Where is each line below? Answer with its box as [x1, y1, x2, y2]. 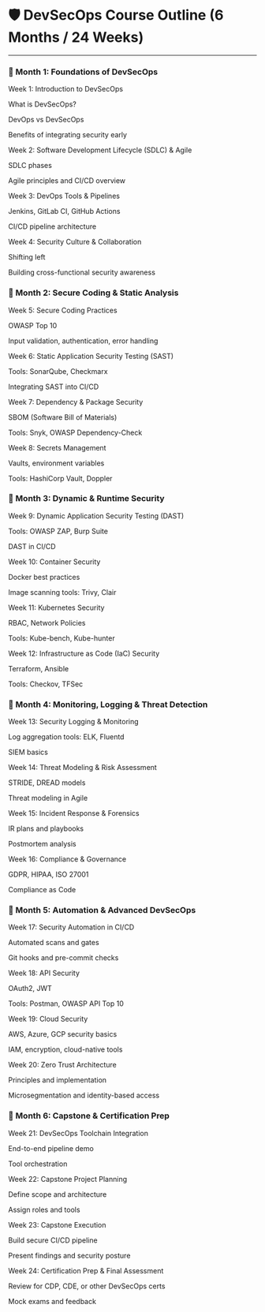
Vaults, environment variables [8, 458, 105, 468]
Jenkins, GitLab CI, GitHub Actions [8, 207, 121, 216]
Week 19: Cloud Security [8, 1015, 88, 1024]
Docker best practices [8, 572, 80, 581]
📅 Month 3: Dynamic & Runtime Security [8, 493, 165, 504]
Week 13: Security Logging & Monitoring [8, 717, 140, 727]
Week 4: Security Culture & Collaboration [8, 237, 142, 247]
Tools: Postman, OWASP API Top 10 [8, 999, 124, 1008]
